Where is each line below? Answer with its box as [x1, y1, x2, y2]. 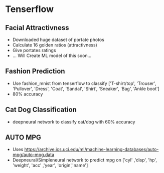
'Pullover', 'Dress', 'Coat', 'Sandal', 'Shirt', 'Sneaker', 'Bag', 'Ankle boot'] [12, 85, 159, 91]
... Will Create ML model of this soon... [12, 52, 92, 58]
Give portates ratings [12, 47, 56, 53]
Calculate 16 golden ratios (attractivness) [12, 42, 98, 48]
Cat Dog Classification [5, 105, 77, 114]
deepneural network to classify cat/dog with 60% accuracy [12, 118, 135, 124]
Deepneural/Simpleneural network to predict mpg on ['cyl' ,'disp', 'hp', [12, 157, 157, 163]
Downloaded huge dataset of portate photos [12, 36, 104, 42]
